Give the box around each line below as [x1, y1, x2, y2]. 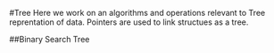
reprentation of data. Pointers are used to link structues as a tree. [9, 17, 249, 27]
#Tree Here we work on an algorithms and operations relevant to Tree [9, 8, 266, 18]
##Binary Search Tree [9, 34, 90, 44]
